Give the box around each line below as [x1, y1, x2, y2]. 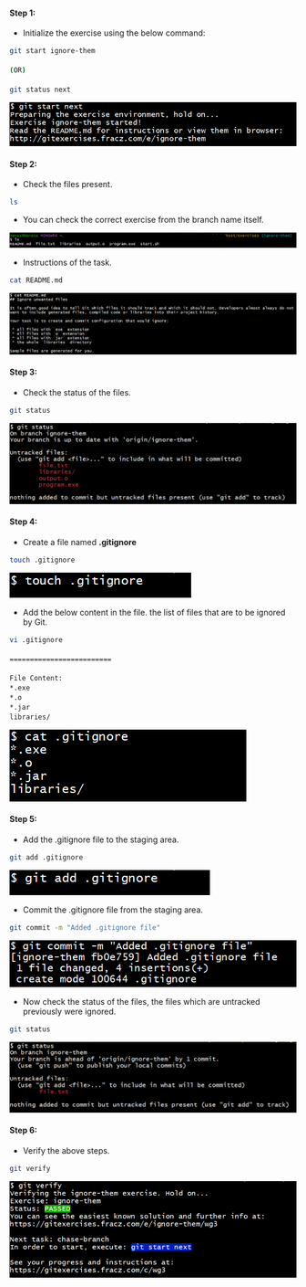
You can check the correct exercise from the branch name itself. [22, 215, 264, 226]
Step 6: [9, 1124, 38, 1136]
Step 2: [9, 158, 38, 169]
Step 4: [9, 516, 38, 527]
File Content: [9, 674, 64, 683]
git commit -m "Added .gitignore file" [9, 923, 161, 932]
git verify [9, 1165, 51, 1174]
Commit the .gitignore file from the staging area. [22, 904, 203, 915]
